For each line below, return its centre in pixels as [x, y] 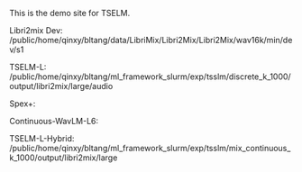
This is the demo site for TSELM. [70, 13]
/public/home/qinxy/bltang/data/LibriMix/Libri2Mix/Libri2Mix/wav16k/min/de [151, 40]
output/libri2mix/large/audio [61, 86]
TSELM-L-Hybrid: [42, 138]
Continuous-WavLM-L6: [54, 121]
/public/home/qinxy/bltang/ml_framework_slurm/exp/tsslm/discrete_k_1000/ [150, 77]
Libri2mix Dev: [36, 30]
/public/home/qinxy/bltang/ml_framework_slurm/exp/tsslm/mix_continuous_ [150, 148]
